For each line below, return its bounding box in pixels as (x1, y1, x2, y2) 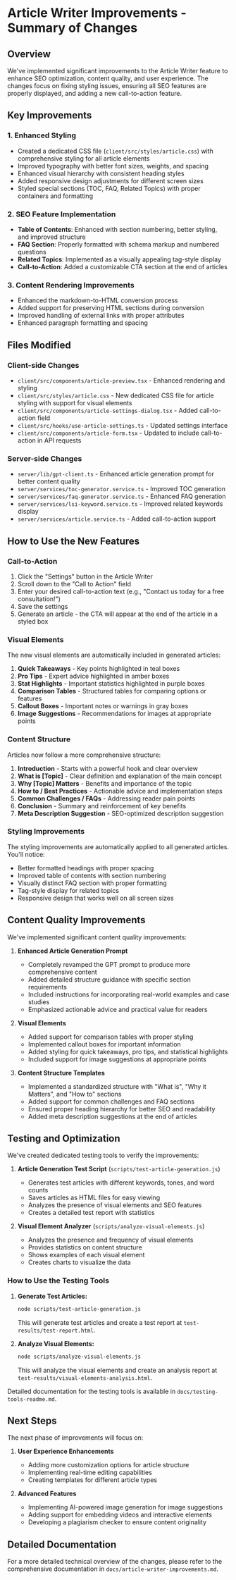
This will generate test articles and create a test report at (17, 1318, 182, 1326)
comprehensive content (27, 968, 97, 976)
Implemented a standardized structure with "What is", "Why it (27, 1082, 206, 1090)
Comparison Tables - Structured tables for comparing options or (17, 687, 206, 696)
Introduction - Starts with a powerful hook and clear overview (17, 764, 199, 772)
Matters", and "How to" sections (27, 1090, 122, 1098)
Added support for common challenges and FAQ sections (27, 1097, 195, 1106)
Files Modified (7, 339, 72, 351)
